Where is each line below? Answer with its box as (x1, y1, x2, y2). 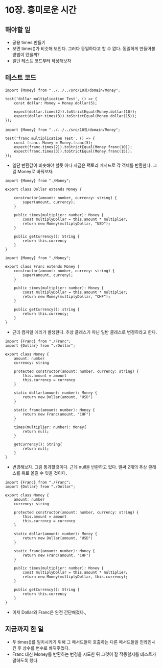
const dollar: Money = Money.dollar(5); (14, 101, 97, 105)
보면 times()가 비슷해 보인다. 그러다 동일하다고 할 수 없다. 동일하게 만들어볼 (12, 46, 156, 51)
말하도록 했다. (12, 657, 39, 663)
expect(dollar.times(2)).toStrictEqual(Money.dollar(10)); (14, 109, 137, 114)
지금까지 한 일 (5, 625, 44, 633)
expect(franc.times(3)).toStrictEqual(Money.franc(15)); (14, 149, 133, 154)
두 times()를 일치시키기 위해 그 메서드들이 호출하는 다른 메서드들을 (12, 639, 139, 645)
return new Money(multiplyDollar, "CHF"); (23, 294, 111, 299)
